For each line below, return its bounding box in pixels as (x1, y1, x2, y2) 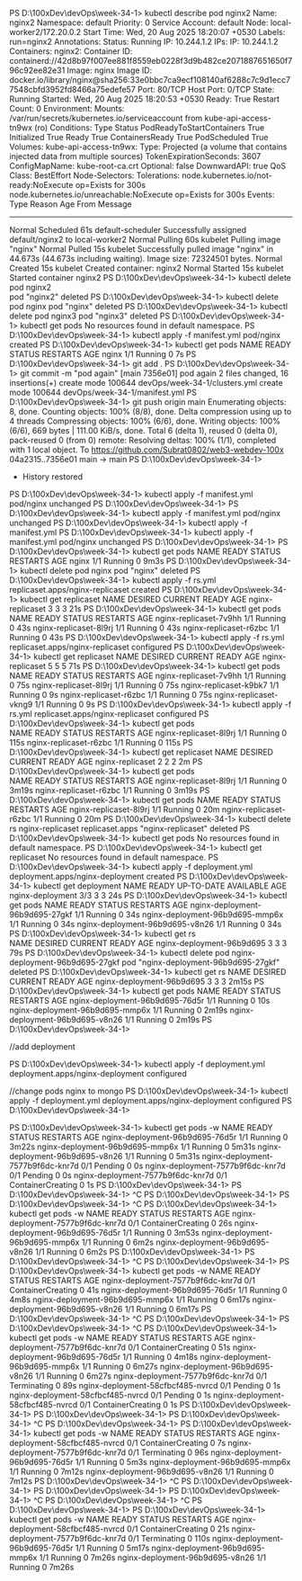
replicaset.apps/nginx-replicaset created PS (9, 585, 173, 594)
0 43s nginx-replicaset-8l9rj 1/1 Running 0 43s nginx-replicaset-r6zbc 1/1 (9, 622, 280, 633)
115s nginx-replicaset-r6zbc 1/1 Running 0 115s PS (9, 737, 193, 747)
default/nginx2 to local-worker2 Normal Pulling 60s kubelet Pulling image (9, 234, 281, 245)
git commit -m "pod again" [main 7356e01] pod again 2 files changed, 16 (19, 368, 289, 379)
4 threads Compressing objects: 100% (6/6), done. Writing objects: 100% (9, 415, 281, 426)
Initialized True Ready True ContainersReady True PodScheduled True (9, 132, 269, 142)
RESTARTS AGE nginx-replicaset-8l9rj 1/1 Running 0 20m (9, 804, 220, 815)
